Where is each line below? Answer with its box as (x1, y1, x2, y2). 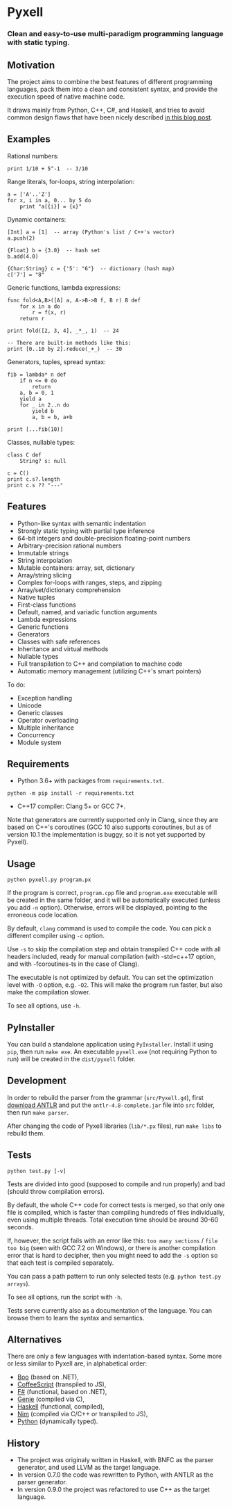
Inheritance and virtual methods (17, 644, 109, 653)
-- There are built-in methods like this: (7, 339, 132, 346)
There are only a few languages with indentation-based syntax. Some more (7, 1352, 222, 1361)
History (7, 1437, 40, 1449)
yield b (32, 407, 54, 414)
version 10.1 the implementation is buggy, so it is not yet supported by (7, 830, 206, 839)
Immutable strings (17, 548, 69, 557)
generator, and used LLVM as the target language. (17, 1464, 161, 1472)
